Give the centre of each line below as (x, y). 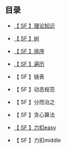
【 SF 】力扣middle (37, 140)
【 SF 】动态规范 (34, 89)
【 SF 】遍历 (29, 63)
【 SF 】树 (26, 38)
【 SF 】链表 (29, 77)
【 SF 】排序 (29, 51)
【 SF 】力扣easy (35, 127)
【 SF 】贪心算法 (34, 114)
